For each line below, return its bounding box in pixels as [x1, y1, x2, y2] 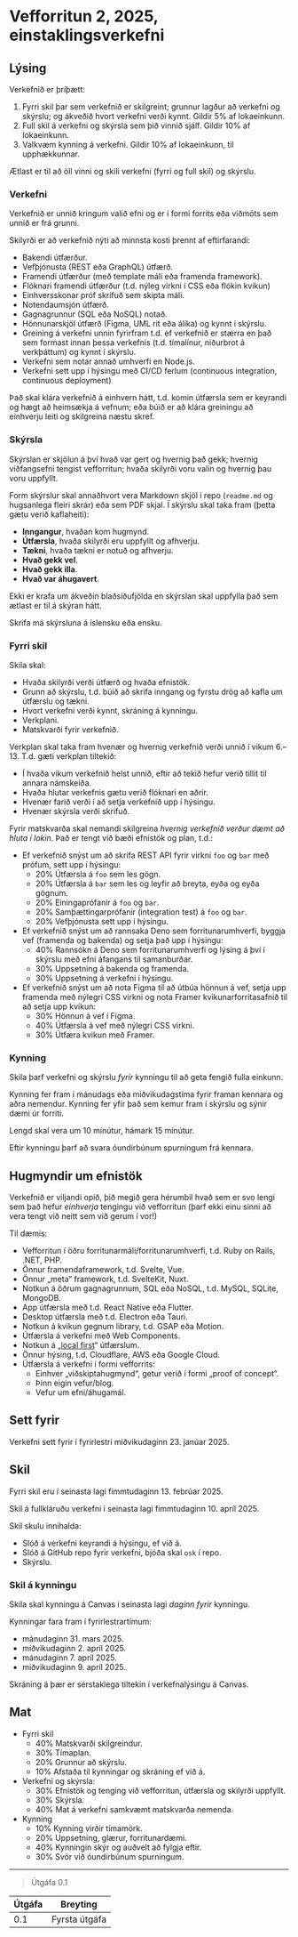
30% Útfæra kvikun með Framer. [35, 1029, 155, 1040]
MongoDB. [21, 1293, 62, 1303]
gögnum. [35, 887, 69, 898]
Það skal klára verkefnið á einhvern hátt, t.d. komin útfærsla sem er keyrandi [9, 392, 286, 403]
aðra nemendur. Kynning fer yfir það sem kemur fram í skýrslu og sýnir [9, 1099, 268, 1110]
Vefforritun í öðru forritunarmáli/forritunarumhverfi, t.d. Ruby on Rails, [21, 1246, 276, 1255]
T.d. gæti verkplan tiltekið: [20, 750, 117, 762]
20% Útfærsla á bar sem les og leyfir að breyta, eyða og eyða [35, 878, 260, 889]
